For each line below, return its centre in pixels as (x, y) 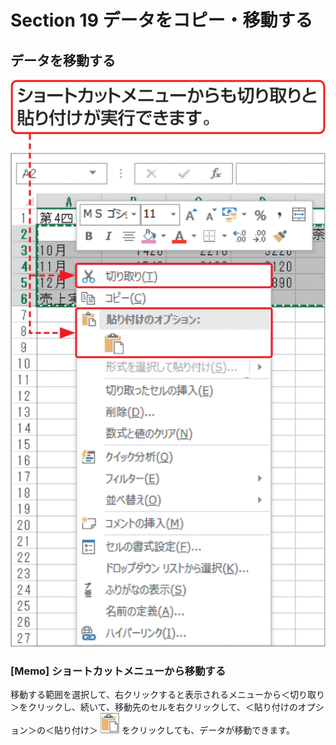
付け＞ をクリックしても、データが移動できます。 (183, 730)
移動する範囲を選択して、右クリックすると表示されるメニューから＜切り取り (167, 695)
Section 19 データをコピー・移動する (161, 20)
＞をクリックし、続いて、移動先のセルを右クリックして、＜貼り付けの (154, 707)
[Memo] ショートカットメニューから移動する (118, 671)
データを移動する (63, 60)
